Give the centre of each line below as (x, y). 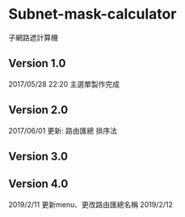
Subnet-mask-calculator (92, 14)
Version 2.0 (38, 110)
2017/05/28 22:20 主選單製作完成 (64, 84)
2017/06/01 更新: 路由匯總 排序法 (63, 130)
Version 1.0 (37, 64)
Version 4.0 (38, 184)
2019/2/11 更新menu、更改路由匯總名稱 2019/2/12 (91, 204)
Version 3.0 (38, 156)
